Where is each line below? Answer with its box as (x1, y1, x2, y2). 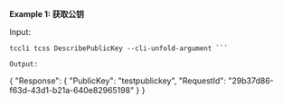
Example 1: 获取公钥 (9, 9, 84, 19)
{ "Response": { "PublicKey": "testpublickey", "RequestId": (9, 75, 227, 86)
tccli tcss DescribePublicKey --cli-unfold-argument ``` (9, 44, 229, 53)
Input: (9, 27, 32, 37)
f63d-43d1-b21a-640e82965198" (9, 85, 135, 95)
